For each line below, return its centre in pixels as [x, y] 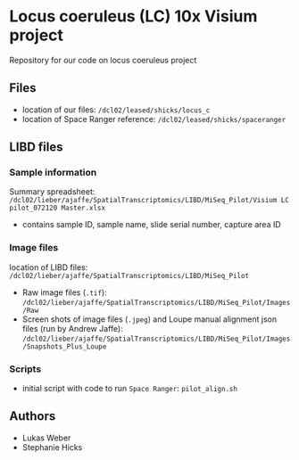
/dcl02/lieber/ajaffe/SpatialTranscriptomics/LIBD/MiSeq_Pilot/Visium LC [149, 201]
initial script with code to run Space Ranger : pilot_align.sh [130, 389]
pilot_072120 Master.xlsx [57, 208]
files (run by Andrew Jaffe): [72, 328]
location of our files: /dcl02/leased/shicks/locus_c [116, 110]
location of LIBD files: [49, 267]
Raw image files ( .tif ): [64, 292]
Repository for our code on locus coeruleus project [103, 60]
